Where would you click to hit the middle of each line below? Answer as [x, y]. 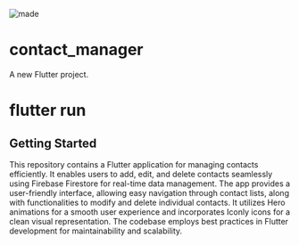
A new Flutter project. [49, 74]
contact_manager [76, 50]
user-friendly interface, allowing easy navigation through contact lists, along [149, 192]
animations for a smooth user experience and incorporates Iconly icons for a [150, 212]
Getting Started [53, 143]
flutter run [48, 110]
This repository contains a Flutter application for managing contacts [134, 164]
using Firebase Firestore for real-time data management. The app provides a [150, 184]
